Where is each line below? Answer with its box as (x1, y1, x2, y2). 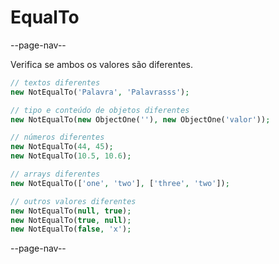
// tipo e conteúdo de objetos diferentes (10, 105, 190, 115)
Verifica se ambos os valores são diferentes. (10, 58, 193, 70)
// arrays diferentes (10, 169, 101, 180)
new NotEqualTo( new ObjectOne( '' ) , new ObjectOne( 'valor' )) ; (10, 114, 271, 125)
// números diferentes (10, 132, 105, 143)
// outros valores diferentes (10, 196, 137, 206)
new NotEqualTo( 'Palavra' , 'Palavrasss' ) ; (10, 87, 190, 97)
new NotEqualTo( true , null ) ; (10, 215, 132, 225)
